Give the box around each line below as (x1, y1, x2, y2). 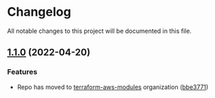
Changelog (7, 4, 71, 20)
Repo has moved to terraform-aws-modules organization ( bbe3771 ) (16, 83, 209, 91)
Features (7, 67, 38, 77)
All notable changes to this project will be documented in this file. (7, 27, 192, 35)
